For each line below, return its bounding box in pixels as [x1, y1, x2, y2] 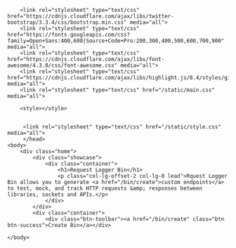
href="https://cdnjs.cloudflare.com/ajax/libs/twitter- [7, 13, 174, 20]
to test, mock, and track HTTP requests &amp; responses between [7, 185, 202, 192]
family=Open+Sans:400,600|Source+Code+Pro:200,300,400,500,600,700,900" [7, 37, 225, 44]
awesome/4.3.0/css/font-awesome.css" [7, 62, 118, 69]
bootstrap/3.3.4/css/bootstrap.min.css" [7, 19, 128, 26]
